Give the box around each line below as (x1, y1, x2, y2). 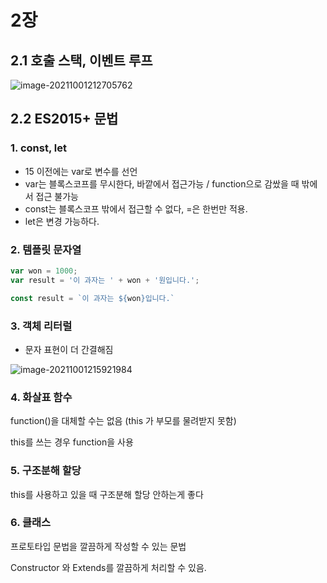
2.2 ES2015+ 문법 (10, 111, 119, 128)
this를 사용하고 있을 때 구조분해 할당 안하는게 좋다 (10, 488, 204, 500)
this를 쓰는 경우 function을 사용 (10, 436, 134, 448)
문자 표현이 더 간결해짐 (24, 343, 114, 355)
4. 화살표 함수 (10, 390, 73, 404)
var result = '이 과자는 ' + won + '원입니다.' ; (10, 275, 200, 285)
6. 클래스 (10, 516, 52, 530)
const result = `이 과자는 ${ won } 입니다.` (10, 293, 175, 303)
